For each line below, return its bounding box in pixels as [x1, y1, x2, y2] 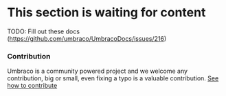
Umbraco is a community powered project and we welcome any [7, 67, 188, 76]
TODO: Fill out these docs [7, 27, 80, 35]
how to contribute [7, 82, 58, 90]
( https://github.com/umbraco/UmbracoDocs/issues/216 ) [7, 34, 167, 42]
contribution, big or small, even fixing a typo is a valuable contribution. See [7, 74, 219, 82]
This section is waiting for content [7, 5, 206, 20]
